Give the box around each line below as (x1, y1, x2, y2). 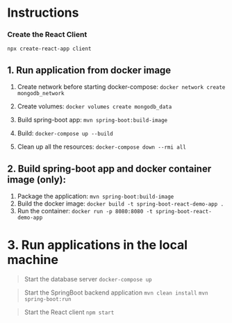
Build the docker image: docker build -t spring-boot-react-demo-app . (17, 199, 224, 208)
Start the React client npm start (24, 308, 115, 317)
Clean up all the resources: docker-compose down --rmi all (17, 142, 186, 151)
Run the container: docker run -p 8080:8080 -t (17, 207, 153, 215)
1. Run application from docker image (7, 64, 172, 76)
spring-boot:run (24, 296, 72, 303)
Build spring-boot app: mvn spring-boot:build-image (17, 116, 168, 124)
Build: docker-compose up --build (17, 129, 113, 138)
